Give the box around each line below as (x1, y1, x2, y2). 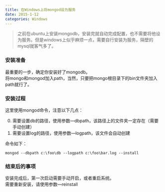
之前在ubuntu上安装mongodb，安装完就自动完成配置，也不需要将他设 (17, 31, 161, 37)
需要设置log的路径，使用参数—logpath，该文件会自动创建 (12, 130, 130, 136)
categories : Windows (5, 16, 48, 21)
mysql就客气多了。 (17, 43, 56, 49)
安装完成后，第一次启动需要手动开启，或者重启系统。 (5, 175, 114, 181)
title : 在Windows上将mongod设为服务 (5, 7, 76, 12)
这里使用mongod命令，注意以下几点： (5, 107, 83, 113)
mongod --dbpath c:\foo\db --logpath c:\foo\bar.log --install (5, 150, 139, 155)
